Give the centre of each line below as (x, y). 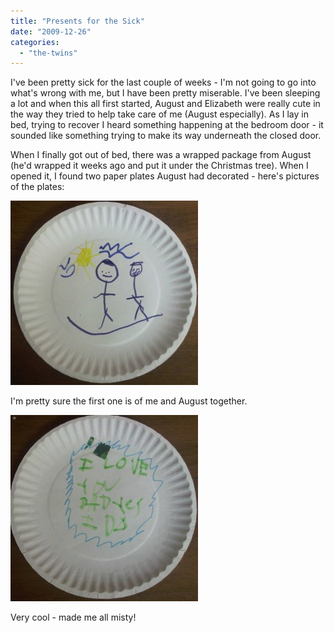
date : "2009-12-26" (51, 31)
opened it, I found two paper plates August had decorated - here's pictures (165, 176)
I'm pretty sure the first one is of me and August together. (129, 401)
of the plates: (37, 187)
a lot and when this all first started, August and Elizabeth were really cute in (165, 104)
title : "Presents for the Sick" (77, 21)
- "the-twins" (48, 53)
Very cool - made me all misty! (73, 617)
